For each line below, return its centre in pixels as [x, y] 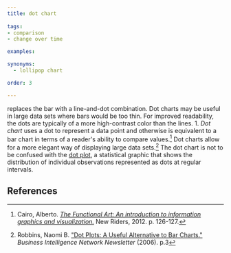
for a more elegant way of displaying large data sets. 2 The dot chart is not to [115, 147]
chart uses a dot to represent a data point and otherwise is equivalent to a [112, 130]
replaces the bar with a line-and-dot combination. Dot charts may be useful [114, 108]
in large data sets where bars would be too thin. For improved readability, [111, 116]
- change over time [35, 39]
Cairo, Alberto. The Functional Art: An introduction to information [109, 214]
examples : [21, 52]
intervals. [20, 169]
